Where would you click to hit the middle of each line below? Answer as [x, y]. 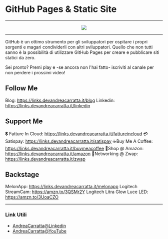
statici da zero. [20, 57]
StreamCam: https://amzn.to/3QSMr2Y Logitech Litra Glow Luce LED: [77, 192]
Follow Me [21, 88]
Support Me [24, 121]
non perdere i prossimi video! [35, 72]
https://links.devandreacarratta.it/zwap [45, 159]
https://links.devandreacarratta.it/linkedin [48, 105]
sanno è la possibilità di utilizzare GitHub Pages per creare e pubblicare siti [82, 52]
